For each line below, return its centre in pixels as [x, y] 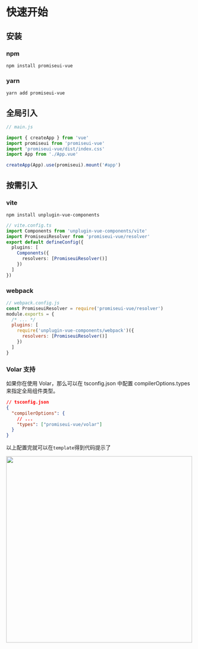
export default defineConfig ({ [45, 242]
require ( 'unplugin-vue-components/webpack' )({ [76, 331]
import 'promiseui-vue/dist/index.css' [56, 149]
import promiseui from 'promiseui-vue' [56, 143]
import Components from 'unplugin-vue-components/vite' [77, 231]
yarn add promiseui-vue [36, 93]
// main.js [20, 127]
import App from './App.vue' [42, 154]
